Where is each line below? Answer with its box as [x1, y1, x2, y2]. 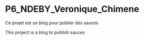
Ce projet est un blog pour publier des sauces [5, 20, 99, 26]
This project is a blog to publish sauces [5, 29, 85, 35]
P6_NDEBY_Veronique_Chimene [5, 3, 140, 15]
